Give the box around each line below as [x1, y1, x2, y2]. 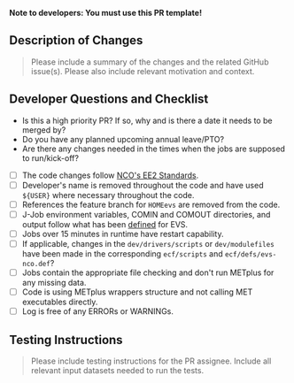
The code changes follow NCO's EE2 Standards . [21, 170, 199, 180]
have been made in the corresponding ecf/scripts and [21, 249, 223, 259]
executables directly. [21, 296, 98, 308]
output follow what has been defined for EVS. [21, 218, 189, 229]
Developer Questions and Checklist [9, 92, 209, 107]
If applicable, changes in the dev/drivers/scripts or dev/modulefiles [21, 238, 275, 249]
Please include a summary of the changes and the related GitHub [30, 57, 269, 67]
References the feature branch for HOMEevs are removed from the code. [21, 199, 281, 210]
